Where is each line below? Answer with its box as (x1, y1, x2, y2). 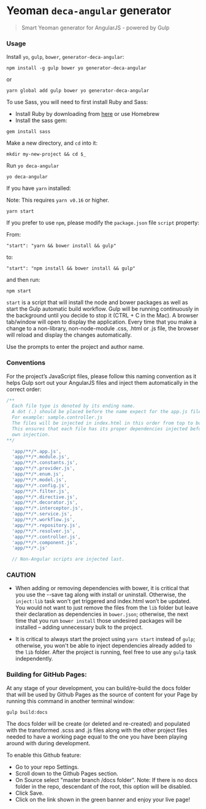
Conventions (6, 359, 46, 367)
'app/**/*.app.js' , (12, 448, 62, 454)
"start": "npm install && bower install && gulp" (6, 265, 136, 272)
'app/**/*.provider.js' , (12, 465, 75, 472)
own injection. (12, 431, 51, 438)
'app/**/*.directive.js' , (12, 494, 78, 500)
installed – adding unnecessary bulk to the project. (15, 623, 143, 631)
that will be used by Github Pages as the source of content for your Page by (6, 691, 198, 698)
